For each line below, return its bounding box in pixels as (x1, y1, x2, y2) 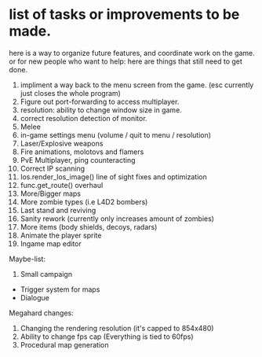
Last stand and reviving (20, 205, 96, 215)
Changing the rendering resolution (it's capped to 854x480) (20, 323, 214, 333)
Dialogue (20, 293, 49, 302)
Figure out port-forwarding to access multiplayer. (20, 97, 180, 106)
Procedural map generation (20, 340, 109, 349)
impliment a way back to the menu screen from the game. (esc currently (20, 80, 254, 90)
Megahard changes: (9, 308, 74, 318)
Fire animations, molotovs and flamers (20, 147, 144, 156)
